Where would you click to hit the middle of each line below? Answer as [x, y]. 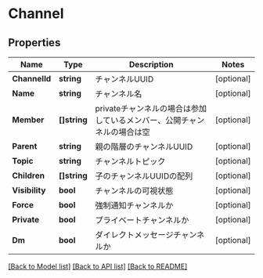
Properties [34, 43]
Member [28, 120]
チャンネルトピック [130, 161]
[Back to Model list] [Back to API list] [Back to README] [98, 266]
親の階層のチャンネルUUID [144, 147]
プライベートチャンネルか [142, 220]
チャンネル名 [119, 94]
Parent [25, 146]
